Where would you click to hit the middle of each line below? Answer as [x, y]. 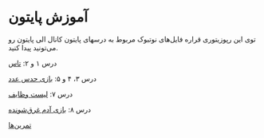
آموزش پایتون [48, 17]
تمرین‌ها [20, 124]
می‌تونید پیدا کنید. [33, 47]
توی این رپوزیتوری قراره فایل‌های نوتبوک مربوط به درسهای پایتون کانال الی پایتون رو [132, 39]
